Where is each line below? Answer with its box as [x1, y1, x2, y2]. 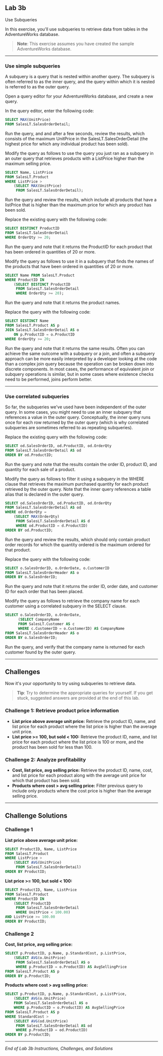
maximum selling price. [5, 160, 51, 167]
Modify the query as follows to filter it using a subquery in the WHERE [5, 476, 145, 482]
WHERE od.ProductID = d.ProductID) [16, 523, 88, 528]
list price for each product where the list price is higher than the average [12, 723, 157, 729]
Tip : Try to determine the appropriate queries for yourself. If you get [16, 690, 153, 696]
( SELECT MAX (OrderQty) [14, 514, 60, 519]
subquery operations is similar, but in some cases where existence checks [5, 371, 154, 377]
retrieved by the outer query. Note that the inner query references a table [5, 486, 151, 492]
